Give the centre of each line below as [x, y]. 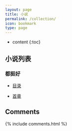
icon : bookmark [21, 23]
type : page [16, 28]
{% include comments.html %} [36, 124]
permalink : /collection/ [31, 19]
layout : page [18, 10]
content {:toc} [26, 42]
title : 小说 [17, 14]
